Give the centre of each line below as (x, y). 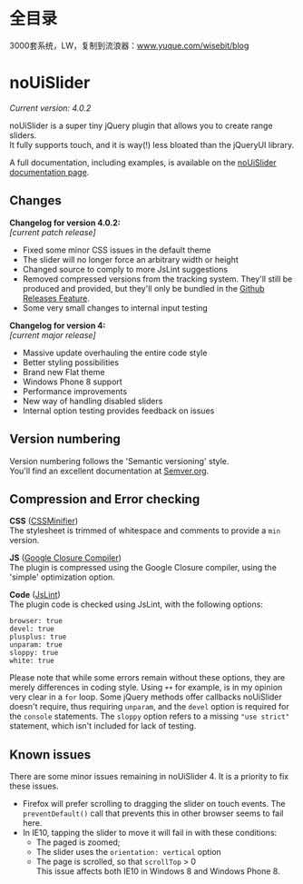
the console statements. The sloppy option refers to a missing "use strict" (150, 716)
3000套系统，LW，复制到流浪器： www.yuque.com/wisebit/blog (129, 45)
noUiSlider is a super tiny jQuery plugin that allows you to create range (142, 125)
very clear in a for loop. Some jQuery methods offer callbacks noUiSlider (146, 697)
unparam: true (36, 645)
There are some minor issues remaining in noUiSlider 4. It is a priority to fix (149, 777)
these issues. (34, 786)
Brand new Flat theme (64, 372)
